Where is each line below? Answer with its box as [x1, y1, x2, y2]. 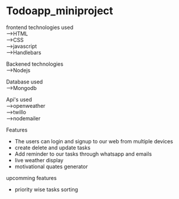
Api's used [6, 96, 32, 103]
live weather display [14, 156, 64, 163]
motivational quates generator [14, 163, 88, 170]
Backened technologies [6, 60, 64, 68]
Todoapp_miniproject [6, 4, 113, 18]
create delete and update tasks [14, 144, 90, 151]
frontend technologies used [6, 24, 74, 31]
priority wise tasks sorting [14, 185, 79, 193]
